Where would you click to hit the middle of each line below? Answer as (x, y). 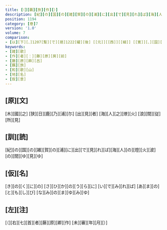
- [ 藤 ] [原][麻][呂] (24, 61)
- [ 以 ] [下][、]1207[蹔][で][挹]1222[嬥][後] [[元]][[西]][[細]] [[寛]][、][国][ (84, 42)
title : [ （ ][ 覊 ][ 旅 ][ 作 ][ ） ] (32, 10)
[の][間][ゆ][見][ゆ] (24, 156)
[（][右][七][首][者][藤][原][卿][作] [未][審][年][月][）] (56, 223)
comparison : (17, 38)
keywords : (15, 47)
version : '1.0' (21, 28)
